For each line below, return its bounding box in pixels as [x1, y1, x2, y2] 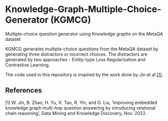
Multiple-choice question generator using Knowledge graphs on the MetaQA [5, 31, 163, 37]
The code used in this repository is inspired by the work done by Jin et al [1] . [5, 71, 163, 77]
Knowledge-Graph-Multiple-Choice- [5, 4, 161, 15]
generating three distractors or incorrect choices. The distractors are [5, 51, 148, 57]
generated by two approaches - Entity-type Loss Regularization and [5, 56, 145, 62]
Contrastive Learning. [5, 62, 50, 68]
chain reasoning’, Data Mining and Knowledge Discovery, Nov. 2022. [5, 110, 147, 116]
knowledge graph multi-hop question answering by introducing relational [5, 104, 156, 111]
